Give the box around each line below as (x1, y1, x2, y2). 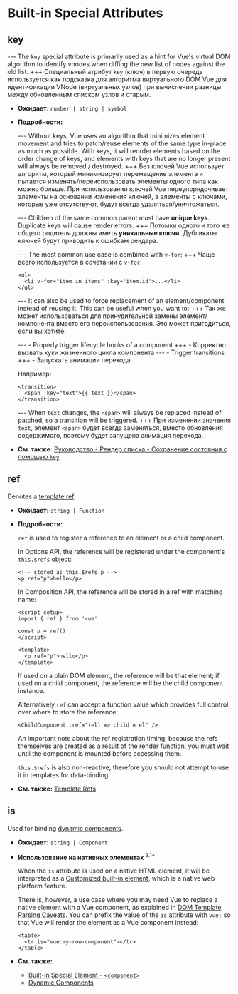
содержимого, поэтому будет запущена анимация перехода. (17, 431, 204, 439)
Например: (17, 369, 52, 378)
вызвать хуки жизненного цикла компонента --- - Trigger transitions (17, 348, 225, 357)
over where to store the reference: (17, 707, 119, 716)
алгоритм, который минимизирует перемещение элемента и (17, 170, 204, 178)
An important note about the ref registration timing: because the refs (17, 734, 218, 742)
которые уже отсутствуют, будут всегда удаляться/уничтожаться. (17, 200, 220, 208)
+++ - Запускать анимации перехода (17, 356, 131, 364)
